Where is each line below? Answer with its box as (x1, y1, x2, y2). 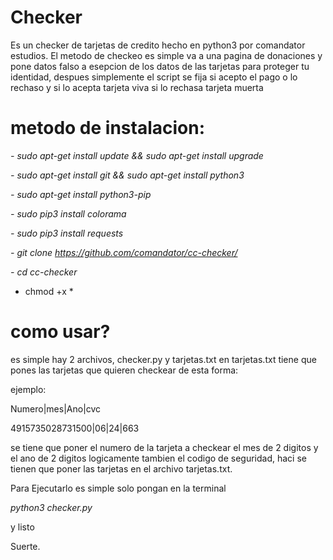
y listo (10, 521, 35, 533)
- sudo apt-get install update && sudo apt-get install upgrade (10, 149, 264, 161)
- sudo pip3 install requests (10, 227, 124, 239)
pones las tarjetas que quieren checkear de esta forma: (10, 364, 239, 376)
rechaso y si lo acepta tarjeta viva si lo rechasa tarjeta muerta (10, 81, 264, 93)
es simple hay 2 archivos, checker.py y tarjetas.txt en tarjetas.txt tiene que (10, 353, 317, 365)
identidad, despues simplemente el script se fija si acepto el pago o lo (10, 71, 298, 83)
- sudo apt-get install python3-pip (10, 188, 152, 200)
